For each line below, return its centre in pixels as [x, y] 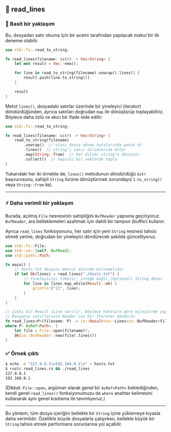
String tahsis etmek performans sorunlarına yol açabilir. [64, 424]
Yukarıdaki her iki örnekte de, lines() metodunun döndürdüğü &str [76, 173]
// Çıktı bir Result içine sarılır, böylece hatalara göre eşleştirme [82, 312]
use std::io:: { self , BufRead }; [38, 250]
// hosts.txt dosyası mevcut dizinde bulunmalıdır [69, 269]
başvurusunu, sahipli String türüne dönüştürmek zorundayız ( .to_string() [84, 179]
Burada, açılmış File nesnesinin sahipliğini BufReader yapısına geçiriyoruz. [83, 216]
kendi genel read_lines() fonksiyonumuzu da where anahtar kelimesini [79, 393]
